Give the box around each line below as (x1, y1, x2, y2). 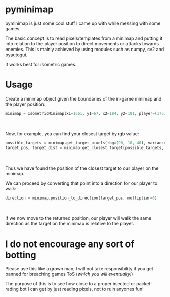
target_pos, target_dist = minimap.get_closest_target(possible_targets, (5, 145, 164, 150)
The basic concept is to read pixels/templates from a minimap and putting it (5, 35, 163, 41)
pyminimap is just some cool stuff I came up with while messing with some (5, 20, 161, 26)
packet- (136, 281, 153, 287)
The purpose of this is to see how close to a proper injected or (5, 281, 136, 287)
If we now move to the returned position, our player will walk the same (5, 215, 152, 221)
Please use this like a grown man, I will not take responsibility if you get (5, 266, 153, 272)
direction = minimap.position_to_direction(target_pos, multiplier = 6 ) (5, 195, 157, 201)
